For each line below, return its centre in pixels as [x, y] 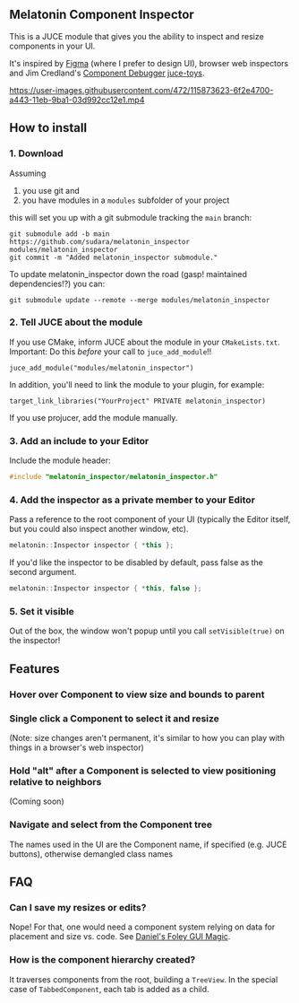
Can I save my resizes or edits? [78, 907]
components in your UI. [52, 46]
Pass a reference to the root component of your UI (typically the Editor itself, [150, 519]
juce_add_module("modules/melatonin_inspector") [102, 368]
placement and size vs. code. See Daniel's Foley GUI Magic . [120, 937]
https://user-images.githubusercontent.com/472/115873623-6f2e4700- [141, 90]
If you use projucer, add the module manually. [94, 417]
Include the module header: [60, 460]
